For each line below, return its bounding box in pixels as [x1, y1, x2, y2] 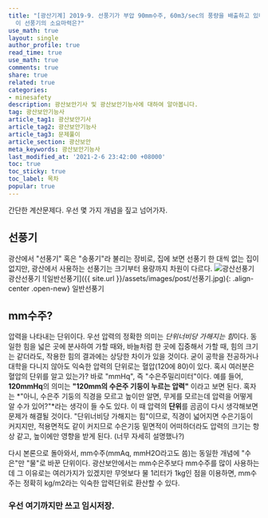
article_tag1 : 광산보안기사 [8, 116, 92, 124]
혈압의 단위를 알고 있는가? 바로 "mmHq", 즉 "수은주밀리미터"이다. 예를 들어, [8, 372, 243, 382]
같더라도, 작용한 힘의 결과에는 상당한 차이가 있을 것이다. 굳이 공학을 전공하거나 [16, 352, 259, 362]
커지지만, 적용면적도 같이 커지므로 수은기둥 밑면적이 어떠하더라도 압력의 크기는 [8, 421, 251, 431]
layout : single [8, 34, 59, 42]
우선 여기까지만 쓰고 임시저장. [8, 500, 115, 512]
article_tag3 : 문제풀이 [8, 130, 81, 138]
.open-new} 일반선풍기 [31, 283, 105, 293]
